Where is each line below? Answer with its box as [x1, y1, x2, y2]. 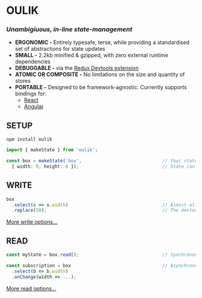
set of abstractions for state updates [14, 45, 105, 52]
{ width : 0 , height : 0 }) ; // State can [11, 163, 195, 170]
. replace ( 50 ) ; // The [11, 208, 179, 214]
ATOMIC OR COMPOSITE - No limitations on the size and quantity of [14, 71, 185, 78]
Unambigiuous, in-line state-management [6, 25, 133, 34]
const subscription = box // [6, 263, 168, 269]
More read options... [6, 285, 57, 292]
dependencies [14, 58, 51, 65]
